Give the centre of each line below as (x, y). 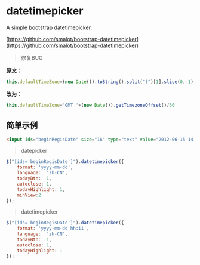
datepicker (34, 151)
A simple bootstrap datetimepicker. (49, 27)
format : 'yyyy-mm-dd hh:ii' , (53, 229)
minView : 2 (29, 195)
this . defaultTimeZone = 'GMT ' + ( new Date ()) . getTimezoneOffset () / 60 (90, 105)
